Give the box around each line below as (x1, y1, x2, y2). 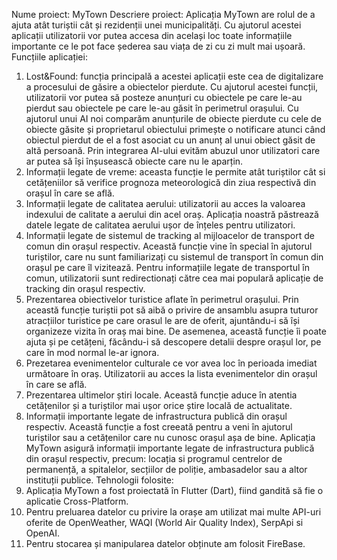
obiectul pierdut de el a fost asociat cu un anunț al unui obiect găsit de (25, 134, 316, 146)
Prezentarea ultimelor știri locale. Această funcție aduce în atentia (25, 389, 298, 401)
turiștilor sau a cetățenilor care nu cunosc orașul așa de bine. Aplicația (25, 432, 316, 443)
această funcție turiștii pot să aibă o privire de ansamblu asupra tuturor (25, 304, 319, 316)
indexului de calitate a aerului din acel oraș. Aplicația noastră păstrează (25, 209, 319, 220)
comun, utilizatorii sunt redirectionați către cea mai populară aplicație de (25, 272, 324, 284)
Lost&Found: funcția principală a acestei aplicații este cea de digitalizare (25, 70, 324, 82)
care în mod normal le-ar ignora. (25, 347, 160, 358)
